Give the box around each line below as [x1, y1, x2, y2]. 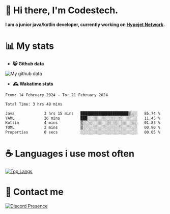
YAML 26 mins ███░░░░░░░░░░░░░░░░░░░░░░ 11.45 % [5, 116, 160, 121]
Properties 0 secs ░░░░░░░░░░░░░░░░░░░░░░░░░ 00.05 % [5, 130, 160, 135]
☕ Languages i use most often [5, 148, 135, 159]
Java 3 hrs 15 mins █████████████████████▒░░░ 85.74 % [5, 111, 160, 116]
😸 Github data [12, 61, 44, 67]
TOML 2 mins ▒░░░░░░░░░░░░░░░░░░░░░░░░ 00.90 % [5, 125, 160, 130]
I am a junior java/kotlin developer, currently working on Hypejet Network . [5, 21, 165, 28]
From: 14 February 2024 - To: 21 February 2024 [5, 92, 108, 97]
